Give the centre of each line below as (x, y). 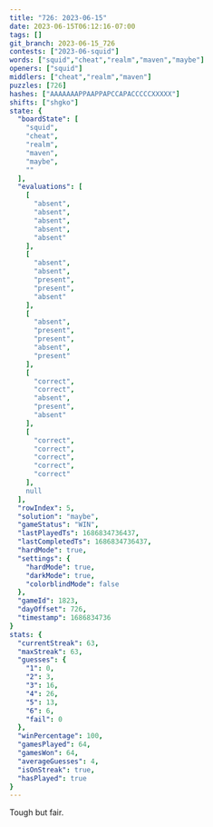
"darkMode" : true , (60, 575)
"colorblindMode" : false (73, 584)
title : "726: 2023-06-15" (58, 18)
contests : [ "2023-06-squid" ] (64, 52)
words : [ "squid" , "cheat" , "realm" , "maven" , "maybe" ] (107, 60)
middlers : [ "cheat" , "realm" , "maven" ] (81, 77)
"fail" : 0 (44, 719)
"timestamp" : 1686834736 (64, 618)
